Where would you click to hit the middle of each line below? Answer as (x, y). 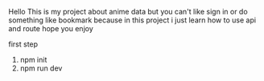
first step (23, 44)
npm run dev (41, 68)
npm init (33, 60)
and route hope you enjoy (51, 28)
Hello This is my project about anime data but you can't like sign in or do (128, 12)
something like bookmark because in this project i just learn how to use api (132, 20)
